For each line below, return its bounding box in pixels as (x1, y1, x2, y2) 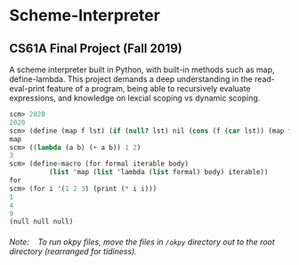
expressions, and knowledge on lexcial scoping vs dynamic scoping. (9, 92, 261, 103)
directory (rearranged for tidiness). (9, 245, 138, 256)
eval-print (9, 84, 45, 93)
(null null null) (9, 217, 74, 227)
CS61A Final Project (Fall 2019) (9, 41, 182, 56)
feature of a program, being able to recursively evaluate (46, 84, 251, 93)
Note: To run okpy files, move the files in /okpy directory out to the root (9, 237, 276, 247)
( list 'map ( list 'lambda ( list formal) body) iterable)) (48, 168, 269, 177)
